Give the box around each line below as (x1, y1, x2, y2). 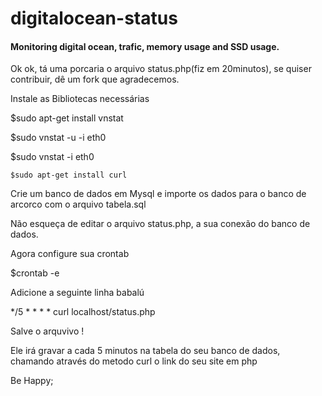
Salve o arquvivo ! (10, 325, 85, 337)
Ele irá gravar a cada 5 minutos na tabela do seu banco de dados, (10, 345, 281, 357)
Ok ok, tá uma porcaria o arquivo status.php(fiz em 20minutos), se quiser (10, 63, 312, 75)
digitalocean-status (10, 7, 178, 30)
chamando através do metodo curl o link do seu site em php (10, 355, 258, 367)
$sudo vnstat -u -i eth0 (10, 132, 107, 144)
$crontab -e (10, 267, 60, 279)
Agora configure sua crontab (10, 248, 130, 260)
